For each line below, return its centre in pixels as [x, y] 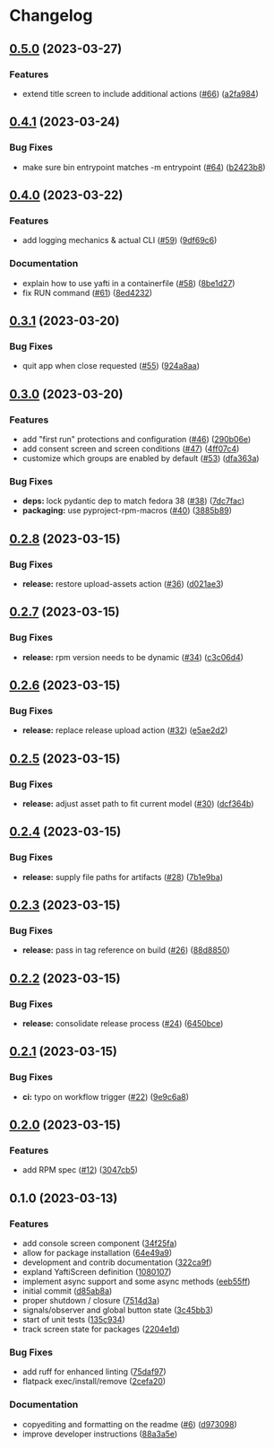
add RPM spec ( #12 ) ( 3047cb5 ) [80, 1170]
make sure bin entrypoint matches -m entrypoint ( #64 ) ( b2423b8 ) [144, 167]
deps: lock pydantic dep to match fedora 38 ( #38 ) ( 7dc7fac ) [133, 501]
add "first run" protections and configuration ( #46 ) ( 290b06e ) [137, 439]
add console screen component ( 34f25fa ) [99, 1243]
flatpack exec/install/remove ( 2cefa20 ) [94, 1382]
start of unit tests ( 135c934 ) [73, 1320]
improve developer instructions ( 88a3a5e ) [100, 1434]
